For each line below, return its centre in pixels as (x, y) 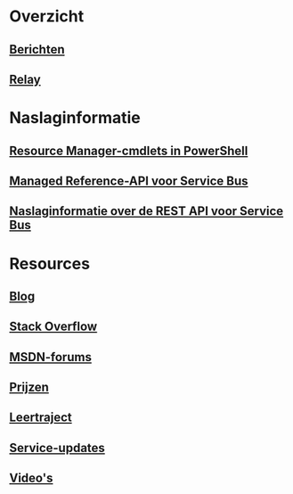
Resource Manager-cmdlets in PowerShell (129, 150)
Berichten (37, 49)
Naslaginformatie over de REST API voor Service (146, 211)
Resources (50, 263)
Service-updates (57, 448)
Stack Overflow (53, 327)
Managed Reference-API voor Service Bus (129, 181)
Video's (31, 478)
